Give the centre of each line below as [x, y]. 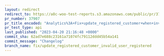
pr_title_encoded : [23, 23]
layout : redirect [22, 9]
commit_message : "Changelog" [34, 41]
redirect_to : [18, 14]
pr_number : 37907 [22, 19]
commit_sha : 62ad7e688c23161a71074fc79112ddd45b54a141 [62, 37]
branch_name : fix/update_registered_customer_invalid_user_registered [78, 46]
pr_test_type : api [23, 28]
